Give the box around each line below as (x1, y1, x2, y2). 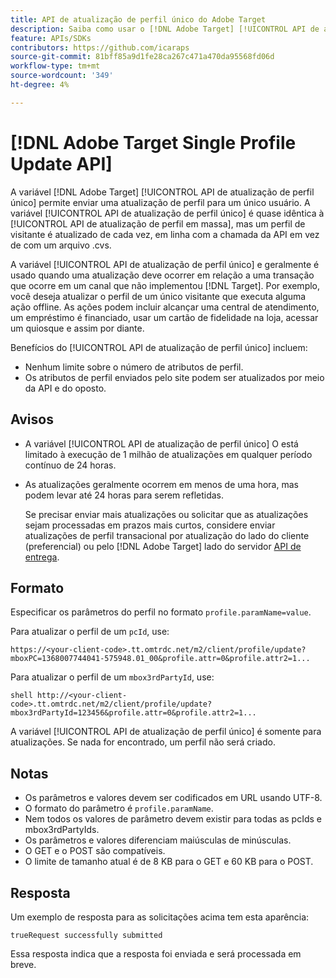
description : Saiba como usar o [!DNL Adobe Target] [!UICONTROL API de (10, 24, 320, 34)
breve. (10, 958, 37, 970)
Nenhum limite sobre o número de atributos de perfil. (24, 361, 244, 373)
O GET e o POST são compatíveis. (24, 845, 166, 857)
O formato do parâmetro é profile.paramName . (24, 802, 214, 815)
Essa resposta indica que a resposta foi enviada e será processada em (10, 947, 302, 960)
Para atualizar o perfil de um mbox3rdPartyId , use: (10, 671, 215, 683)
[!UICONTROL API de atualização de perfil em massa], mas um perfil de (10, 217, 306, 230)
